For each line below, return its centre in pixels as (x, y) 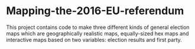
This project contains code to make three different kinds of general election (98, 27)
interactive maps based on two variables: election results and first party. (94, 40)
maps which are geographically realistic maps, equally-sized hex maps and (97, 33)
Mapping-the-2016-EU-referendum (95, 11)
